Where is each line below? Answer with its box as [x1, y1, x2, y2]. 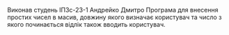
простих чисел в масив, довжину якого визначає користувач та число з [7, 13, 222, 21]
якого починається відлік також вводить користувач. [7, 21, 166, 28]
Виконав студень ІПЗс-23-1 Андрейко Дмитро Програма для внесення [7, 6, 219, 14]
